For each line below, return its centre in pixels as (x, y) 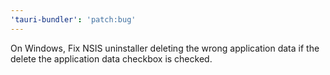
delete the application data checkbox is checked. (111, 58)
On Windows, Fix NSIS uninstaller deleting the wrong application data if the (165, 48)
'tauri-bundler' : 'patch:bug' (73, 19)
